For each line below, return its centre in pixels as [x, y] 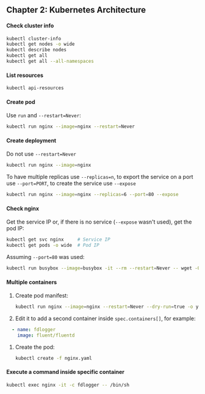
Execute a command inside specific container [66, 372]
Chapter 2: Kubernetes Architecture [76, 10]
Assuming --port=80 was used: [45, 257]
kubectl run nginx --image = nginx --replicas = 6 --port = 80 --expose [92, 195]
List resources [25, 75]
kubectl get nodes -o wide [41, 44]
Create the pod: [35, 347]
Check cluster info [30, 25]
